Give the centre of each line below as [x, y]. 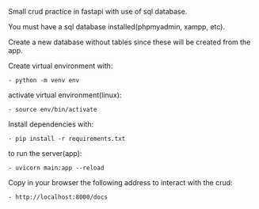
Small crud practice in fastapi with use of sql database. [98, 11]
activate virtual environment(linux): [65, 95]
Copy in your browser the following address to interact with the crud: [120, 182]
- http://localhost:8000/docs [58, 197]
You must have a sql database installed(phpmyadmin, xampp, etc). [117, 27]
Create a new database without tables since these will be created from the [129, 42]
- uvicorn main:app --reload [56, 168]
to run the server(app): [45, 153]
